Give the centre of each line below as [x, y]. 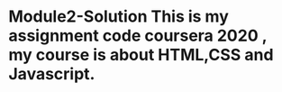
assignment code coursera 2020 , [138, 36]
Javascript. [52, 74]
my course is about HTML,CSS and [141, 55]
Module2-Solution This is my [118, 17]
